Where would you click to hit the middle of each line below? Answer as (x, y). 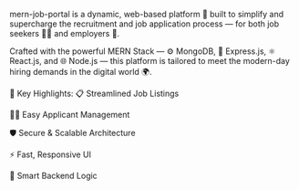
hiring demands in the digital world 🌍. (81, 72)
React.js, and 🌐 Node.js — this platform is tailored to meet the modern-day (149, 61)
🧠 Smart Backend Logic (53, 175)
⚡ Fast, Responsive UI (51, 154)
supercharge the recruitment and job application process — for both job (144, 24)
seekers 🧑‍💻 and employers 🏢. (65, 33)
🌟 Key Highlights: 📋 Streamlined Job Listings (94, 93)
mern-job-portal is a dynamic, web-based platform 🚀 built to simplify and (147, 14)
